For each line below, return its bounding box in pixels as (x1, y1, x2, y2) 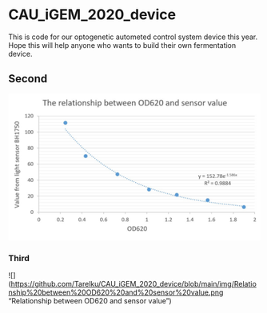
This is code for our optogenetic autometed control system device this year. (8, 32, 258, 42)
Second (8, 72, 48, 85)
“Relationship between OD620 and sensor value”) (8, 296, 172, 306)
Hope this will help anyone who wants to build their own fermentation (8, 40, 237, 50)
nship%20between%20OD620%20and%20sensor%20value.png (8, 287, 224, 297)
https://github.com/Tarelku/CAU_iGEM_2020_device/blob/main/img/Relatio (10, 279, 257, 289)
